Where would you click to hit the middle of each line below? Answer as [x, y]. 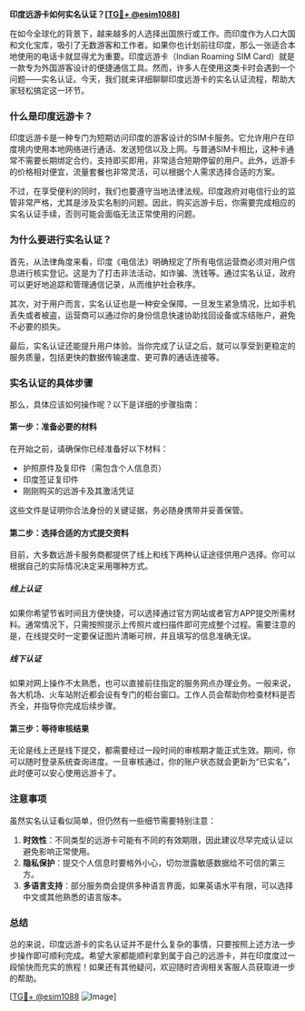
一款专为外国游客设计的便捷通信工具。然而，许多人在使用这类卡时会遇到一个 [152, 68]
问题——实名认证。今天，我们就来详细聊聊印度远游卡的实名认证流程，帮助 [148, 79]
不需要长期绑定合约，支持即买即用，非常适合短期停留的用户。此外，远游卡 [156, 161]
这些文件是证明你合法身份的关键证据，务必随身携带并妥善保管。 [128, 511]
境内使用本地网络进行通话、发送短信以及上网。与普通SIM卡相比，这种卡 [152, 149]
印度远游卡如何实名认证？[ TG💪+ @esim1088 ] [95, 14]
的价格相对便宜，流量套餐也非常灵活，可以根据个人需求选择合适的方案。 [144, 172]
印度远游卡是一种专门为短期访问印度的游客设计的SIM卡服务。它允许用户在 [148, 138]
